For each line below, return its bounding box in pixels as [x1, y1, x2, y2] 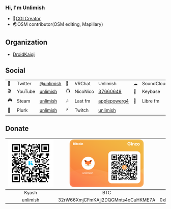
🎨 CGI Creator [12, 16, 41, 22]
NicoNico [74, 88, 94, 95]
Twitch [74, 107, 89, 113]
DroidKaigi [12, 51, 35, 57]
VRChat [74, 80, 91, 86]
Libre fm [141, 98, 160, 104]
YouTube [17, 88, 36, 95]
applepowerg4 [98, 98, 129, 104]
